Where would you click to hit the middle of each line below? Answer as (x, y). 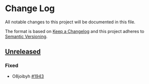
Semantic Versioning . (26, 36)
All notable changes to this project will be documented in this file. (70, 22)
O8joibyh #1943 (28, 76)
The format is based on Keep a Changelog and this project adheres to (75, 31)
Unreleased (23, 52)
